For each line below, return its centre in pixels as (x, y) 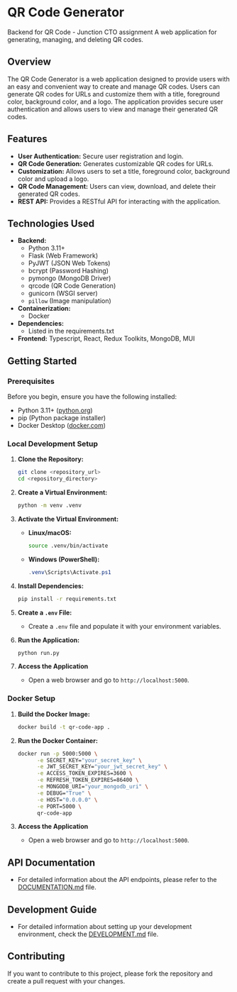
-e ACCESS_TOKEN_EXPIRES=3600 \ (84, 773)
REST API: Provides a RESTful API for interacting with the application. (119, 201)
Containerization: (44, 309)
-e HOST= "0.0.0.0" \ (67, 800)
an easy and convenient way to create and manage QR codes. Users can (114, 87)
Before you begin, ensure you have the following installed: (92, 397)
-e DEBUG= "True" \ (64, 793)
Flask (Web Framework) (63, 255)
